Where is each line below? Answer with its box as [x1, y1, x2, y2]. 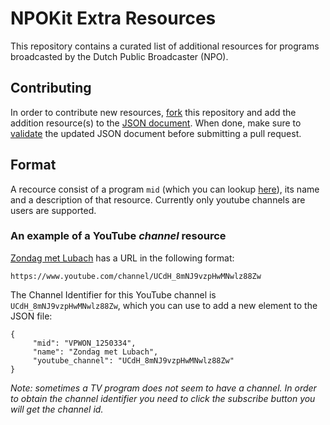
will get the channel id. [10, 403, 104, 415]
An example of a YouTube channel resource [10, 229, 227, 243]
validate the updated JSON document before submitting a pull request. [10, 127, 302, 139]
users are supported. [10, 204, 97, 216]
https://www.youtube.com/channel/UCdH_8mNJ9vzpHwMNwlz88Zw [10, 271, 262, 281]
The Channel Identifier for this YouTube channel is [10, 288, 217, 301]
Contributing [10, 80, 92, 97]
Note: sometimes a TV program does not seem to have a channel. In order [10, 382, 317, 394]
